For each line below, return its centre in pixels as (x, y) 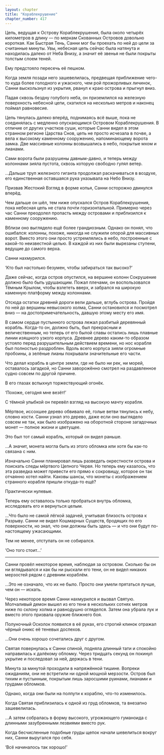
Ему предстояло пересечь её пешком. (45, 68)
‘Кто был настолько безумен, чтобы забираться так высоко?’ (69, 268)
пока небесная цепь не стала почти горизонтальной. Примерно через (79, 208)
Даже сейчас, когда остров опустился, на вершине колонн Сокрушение (81, 277)
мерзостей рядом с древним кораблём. (47, 575)
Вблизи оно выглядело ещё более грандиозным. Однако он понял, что (79, 228)
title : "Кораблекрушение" (31, 14)
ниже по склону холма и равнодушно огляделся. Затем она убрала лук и (82, 610)
